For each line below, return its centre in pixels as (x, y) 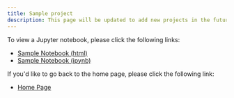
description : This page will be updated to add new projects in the (109, 20)
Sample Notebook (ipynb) (54, 60)
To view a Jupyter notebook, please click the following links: (94, 39)
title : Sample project (40, 13)
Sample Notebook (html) (53, 53)
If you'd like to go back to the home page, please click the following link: (111, 74)
